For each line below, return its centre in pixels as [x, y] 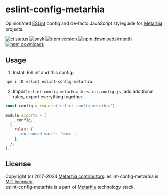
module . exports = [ [26, 115]
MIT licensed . [20, 182]
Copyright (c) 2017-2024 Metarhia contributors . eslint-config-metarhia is [82, 176]
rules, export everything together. [48, 96]
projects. [15, 29]
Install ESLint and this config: [43, 72]
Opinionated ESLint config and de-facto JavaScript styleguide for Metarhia [84, 23]
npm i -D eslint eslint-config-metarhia [49, 82]
